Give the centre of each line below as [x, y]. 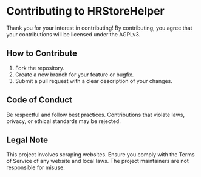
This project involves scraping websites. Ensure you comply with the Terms [101, 155]
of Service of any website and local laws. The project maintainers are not [98, 161]
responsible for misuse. [36, 167]
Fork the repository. [40, 68]
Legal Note [27, 140]
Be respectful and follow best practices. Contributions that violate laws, [96, 115]
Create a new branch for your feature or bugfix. [74, 75]
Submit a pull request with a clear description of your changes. [94, 81]
